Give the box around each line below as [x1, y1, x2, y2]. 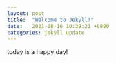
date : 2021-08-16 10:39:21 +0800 [7, 23, 110, 29]
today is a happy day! [7, 48, 68, 56]
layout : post [7, 10, 45, 17]
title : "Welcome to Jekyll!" [7, 16, 95, 23]
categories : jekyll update [7, 29, 85, 36]
